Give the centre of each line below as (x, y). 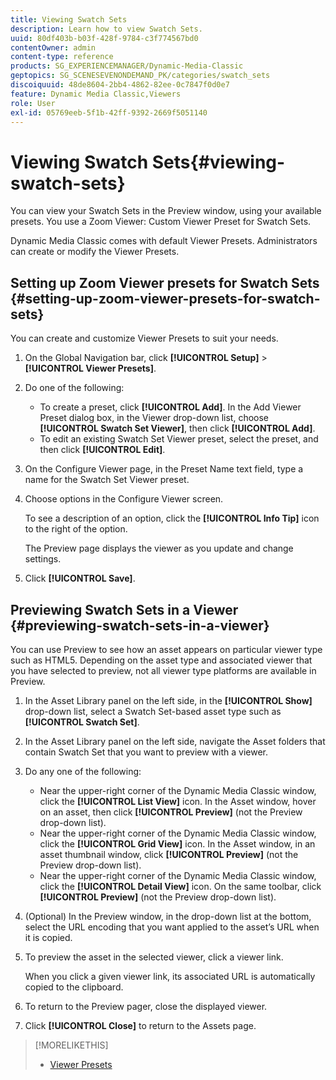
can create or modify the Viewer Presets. (95, 252)
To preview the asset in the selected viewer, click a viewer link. (154, 957)
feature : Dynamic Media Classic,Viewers (96, 94)
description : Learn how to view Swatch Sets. (106, 29)
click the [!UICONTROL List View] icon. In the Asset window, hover (178, 801)
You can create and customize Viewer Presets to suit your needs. (144, 338)
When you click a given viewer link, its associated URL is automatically (170, 976)
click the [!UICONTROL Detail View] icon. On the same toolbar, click (180, 886)
